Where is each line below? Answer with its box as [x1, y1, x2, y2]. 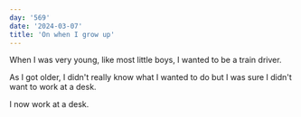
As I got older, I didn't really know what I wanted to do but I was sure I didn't [9, 72, 292, 83]
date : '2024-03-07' [9, 22, 83, 31]
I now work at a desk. [9, 99, 89, 110]
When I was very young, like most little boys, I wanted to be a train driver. [9, 55, 282, 66]
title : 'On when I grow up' [9, 30, 116, 39]
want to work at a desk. [9, 82, 97, 93]
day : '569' [9, 13, 51, 22]
